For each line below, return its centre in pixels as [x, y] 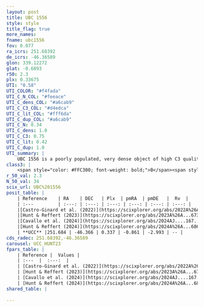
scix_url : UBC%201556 [34, 187]
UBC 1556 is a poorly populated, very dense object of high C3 [99, 159]
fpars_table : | [25, 249]
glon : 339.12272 [27, 63]
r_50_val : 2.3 [24, 176]
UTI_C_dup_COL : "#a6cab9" [39, 119]
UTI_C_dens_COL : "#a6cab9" [40, 102]
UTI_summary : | [25, 153]
